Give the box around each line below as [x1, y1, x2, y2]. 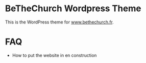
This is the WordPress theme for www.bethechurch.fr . [5, 19, 114, 25]
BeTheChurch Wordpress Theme [5, 3, 141, 14]
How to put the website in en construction [12, 52, 97, 58]
